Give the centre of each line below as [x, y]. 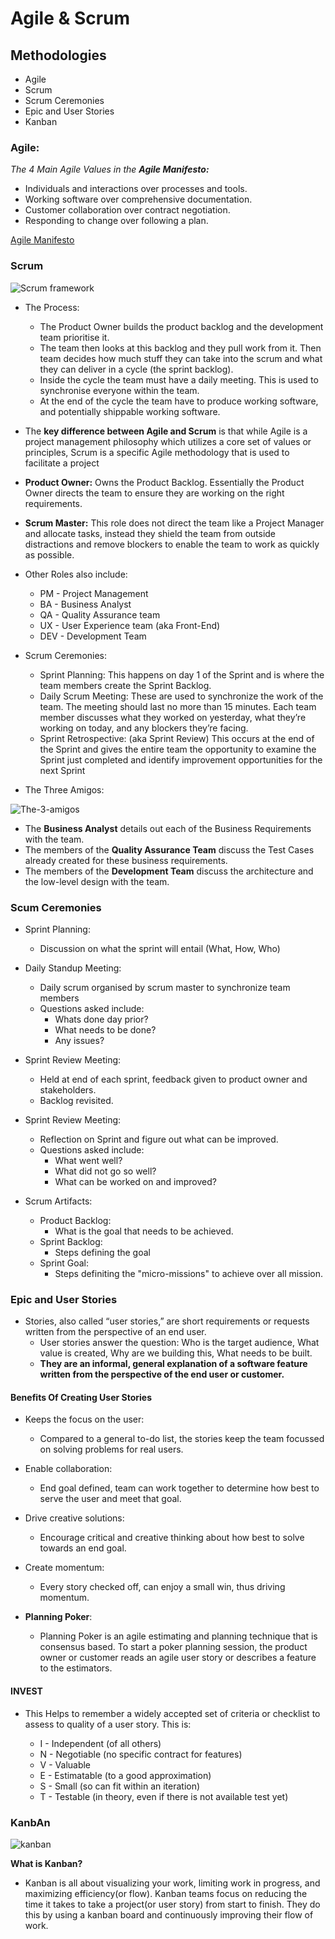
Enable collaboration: [68, 1469]
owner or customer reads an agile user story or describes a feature [178, 1658]
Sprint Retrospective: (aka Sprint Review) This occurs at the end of [177, 738]
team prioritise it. [74, 337]
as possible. [49, 554]
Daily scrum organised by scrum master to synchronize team [165, 987]
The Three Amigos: [64, 789]
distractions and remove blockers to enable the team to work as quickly [172, 544]
